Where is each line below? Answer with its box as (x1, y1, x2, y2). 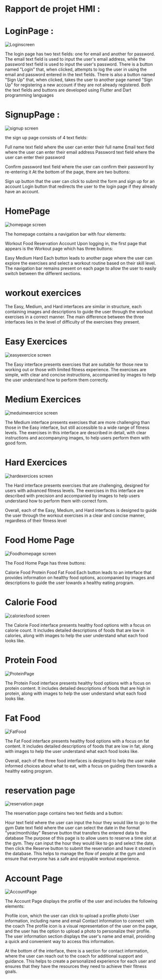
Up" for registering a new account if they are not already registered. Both (5, 82, 151, 88)
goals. (5, 969, 17, 975)
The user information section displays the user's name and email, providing (5, 933, 155, 939)
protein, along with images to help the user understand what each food (5, 690, 147, 696)
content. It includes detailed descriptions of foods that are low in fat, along (5, 743, 153, 749)
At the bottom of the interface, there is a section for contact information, (5, 948, 149, 954)
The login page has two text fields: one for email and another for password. (5, 51, 155, 57)
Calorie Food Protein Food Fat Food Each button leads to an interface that (5, 569, 151, 575)
